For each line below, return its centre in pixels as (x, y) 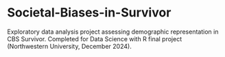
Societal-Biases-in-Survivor (89, 13)
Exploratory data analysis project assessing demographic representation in (113, 32)
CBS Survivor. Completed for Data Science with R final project (95, 38)
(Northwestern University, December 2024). (69, 46)
